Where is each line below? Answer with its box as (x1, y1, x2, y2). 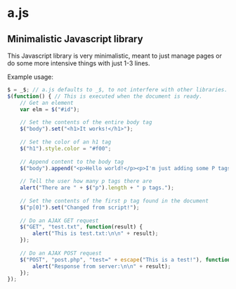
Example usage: (7, 72, 54, 81)
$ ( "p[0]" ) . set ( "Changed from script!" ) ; (20, 204, 140, 211)
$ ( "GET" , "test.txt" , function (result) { (20, 224, 143, 231)
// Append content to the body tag (20, 158, 124, 165)
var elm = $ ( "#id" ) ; (20, 105, 80, 113)
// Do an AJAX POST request (20, 250, 102, 257)
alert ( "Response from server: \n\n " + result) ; (32, 262, 171, 270)
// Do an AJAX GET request (20, 217, 99, 224)
